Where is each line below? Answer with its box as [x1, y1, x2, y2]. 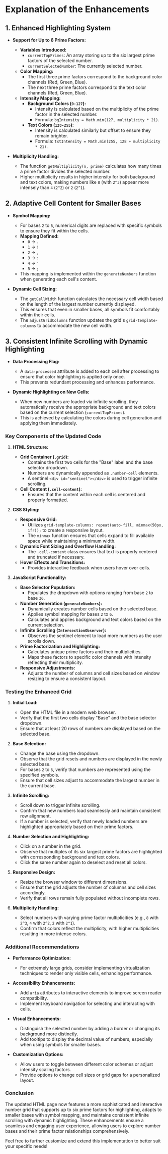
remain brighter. [35, 133, 68, 138]
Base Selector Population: [20, 584, 75, 590]
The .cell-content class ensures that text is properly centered [27, 548, 157, 554]
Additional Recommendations [5, 943, 79, 950]
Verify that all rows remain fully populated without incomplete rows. [20, 895, 160, 901]
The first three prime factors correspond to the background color [27, 74, 162, 79]
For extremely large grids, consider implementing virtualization [20, 965, 150, 971]
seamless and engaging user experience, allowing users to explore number [5, 1123, 161, 1129]
